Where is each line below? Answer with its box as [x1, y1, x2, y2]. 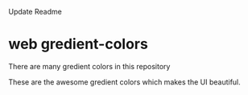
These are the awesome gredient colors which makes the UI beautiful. [8, 76, 242, 87]
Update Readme [8, 7, 62, 16]
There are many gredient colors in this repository [8, 61, 171, 71]
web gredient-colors [8, 35, 149, 53]
